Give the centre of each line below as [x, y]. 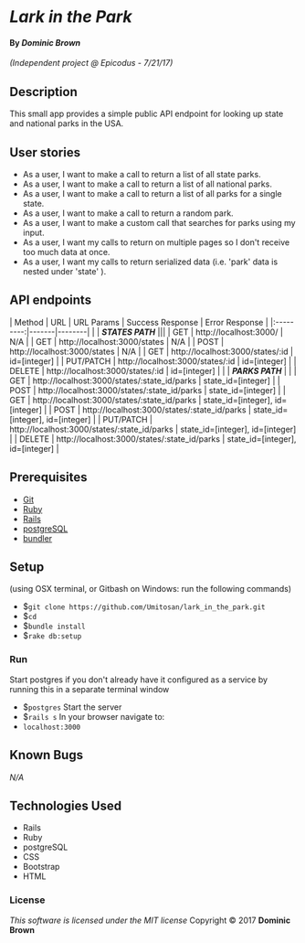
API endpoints [51, 300]
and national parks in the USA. [67, 123]
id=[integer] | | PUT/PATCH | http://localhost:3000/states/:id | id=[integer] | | [153, 361]
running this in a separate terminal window [89, 689]
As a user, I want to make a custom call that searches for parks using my [159, 223]
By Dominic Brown [45, 42]
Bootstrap [41, 867]
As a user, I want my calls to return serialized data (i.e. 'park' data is [150, 262]
